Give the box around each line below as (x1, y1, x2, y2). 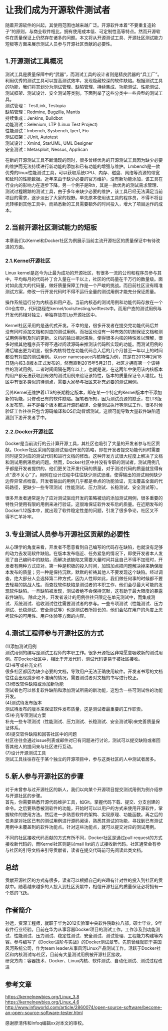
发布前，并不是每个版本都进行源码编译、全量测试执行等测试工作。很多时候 (9, 402, 163, 408)
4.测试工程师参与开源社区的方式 (5, 629, 104, 638)
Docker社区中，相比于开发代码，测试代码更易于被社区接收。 (18, 656, 143, 662)
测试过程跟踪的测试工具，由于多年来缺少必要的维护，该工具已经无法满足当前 (5, 188, 163, 194)
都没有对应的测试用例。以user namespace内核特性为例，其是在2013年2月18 (5, 354, 162, 360)
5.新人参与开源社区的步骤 (5, 772, 84, 781)
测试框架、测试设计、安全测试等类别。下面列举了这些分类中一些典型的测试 (5, 90, 158, 96)
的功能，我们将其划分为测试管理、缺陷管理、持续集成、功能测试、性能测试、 (5, 84, 163, 90)
